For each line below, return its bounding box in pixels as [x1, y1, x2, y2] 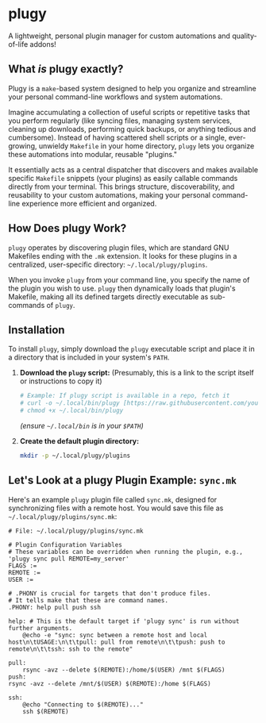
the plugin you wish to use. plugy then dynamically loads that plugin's [8, 283, 236, 293]
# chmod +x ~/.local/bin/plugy [19, 406, 124, 415]
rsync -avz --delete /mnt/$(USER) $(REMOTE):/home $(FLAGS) [8, 679, 212, 687]
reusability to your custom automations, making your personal [8, 190, 210, 199]
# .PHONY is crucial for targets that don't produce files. [8, 589, 212, 598]
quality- [231, 31, 257, 40]
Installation [8, 323, 65, 337]
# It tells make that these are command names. [8, 596, 169, 604]
